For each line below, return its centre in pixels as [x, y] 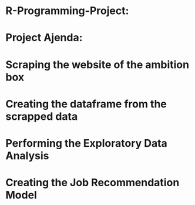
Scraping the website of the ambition [97, 64]
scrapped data [42, 116]
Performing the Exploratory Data [87, 143]
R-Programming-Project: [67, 11]
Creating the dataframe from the [86, 104]
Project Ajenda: [44, 38]
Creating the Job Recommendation [93, 183]
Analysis [27, 155]
